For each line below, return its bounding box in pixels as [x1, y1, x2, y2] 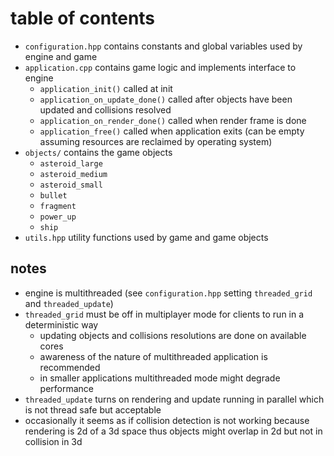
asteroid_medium [39, 169, 108, 179]
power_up [39, 212, 77, 222]
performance [39, 382, 95, 394]
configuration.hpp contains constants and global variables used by [24, 40, 303, 52]
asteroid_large [39, 158, 103, 169]
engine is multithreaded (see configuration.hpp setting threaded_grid [24, 287, 313, 299]
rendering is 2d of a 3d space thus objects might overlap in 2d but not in [24, 425, 323, 437]
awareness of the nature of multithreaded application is [39, 350, 268, 362]
